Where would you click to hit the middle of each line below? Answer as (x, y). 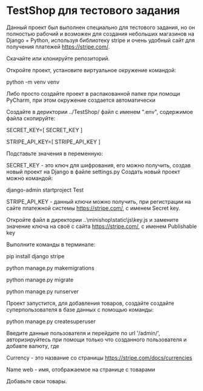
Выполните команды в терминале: (51, 244)
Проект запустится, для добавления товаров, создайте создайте (90, 303)
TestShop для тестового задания (93, 11)
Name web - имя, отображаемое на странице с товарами (81, 369)
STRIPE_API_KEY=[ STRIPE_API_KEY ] (54, 142)
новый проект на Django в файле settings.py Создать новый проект (93, 172)
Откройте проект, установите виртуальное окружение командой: (91, 70)
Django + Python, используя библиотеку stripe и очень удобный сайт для (101, 40)
